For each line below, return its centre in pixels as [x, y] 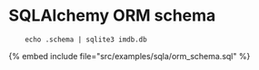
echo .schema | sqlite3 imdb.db [86, 39]
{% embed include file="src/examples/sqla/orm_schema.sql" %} [129, 56]
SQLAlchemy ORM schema [112, 16]
